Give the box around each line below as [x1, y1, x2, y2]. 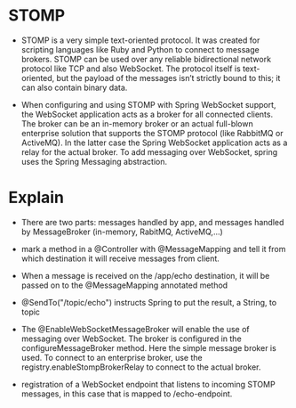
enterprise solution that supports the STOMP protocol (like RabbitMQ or [20, 127, 284, 138]
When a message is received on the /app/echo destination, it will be [20, 270, 270, 281]
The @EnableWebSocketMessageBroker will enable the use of [20, 323, 250, 334]
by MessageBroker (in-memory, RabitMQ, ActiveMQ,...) [20, 226, 223, 237]
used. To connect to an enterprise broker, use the [20, 352, 203, 363]
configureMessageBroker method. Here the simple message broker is [20, 342, 276, 353]
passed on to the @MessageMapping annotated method [20, 280, 228, 290]
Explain [8, 188, 64, 208]
